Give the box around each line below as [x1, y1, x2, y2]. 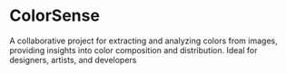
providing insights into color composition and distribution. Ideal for [9, 44, 258, 55]
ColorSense [9, 5, 100, 26]
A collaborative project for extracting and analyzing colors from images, [9, 35, 279, 46]
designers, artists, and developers [9, 54, 137, 65]
